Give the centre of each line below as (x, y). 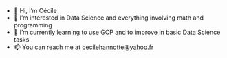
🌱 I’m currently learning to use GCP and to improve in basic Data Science (117, 32)
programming (33, 25)
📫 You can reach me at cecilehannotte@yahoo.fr (84, 47)
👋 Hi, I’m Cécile (35, 11)
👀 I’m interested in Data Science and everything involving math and (109, 18)
